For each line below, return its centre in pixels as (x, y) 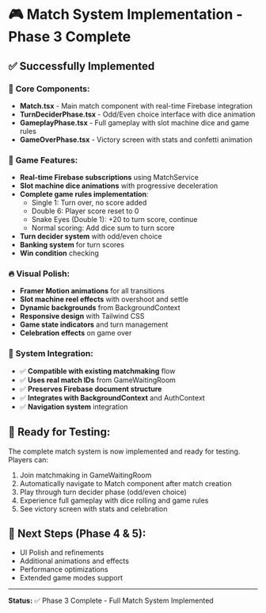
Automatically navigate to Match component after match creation (125, 483)
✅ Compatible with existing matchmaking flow (97, 371)
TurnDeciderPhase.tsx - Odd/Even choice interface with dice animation (137, 114)
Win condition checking (59, 253)
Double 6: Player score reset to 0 (85, 211)
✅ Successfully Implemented (82, 66)
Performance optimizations (64, 569)
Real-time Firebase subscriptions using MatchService (109, 178)
